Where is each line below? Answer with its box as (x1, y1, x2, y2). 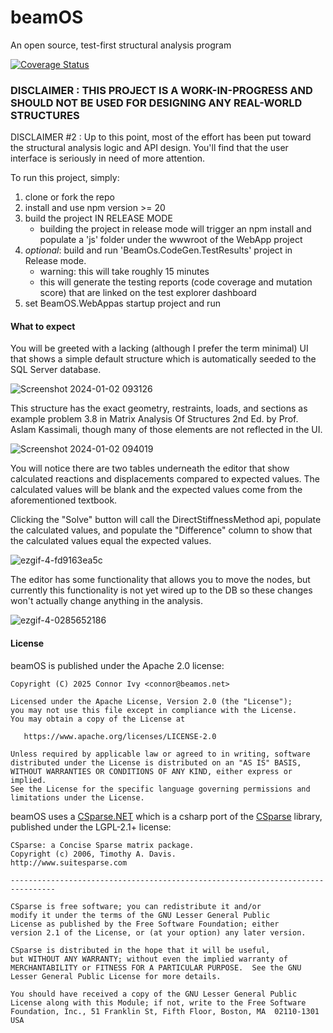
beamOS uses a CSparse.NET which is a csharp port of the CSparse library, (10, 810, 323, 822)
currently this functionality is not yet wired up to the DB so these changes (10, 584, 313, 596)
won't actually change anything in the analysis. (10, 595, 204, 607)
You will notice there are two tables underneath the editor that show (10, 462, 290, 475)
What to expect (10, 320, 76, 332)
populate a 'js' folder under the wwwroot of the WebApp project (39, 234, 303, 246)
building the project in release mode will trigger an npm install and (39, 223, 312, 235)
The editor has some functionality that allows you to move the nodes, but (10, 574, 311, 586)
